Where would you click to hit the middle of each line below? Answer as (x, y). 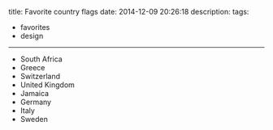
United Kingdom (48, 85)
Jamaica (35, 93)
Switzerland (40, 76)
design (32, 36)
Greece (32, 67)
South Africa (41, 59)
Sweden (34, 119)
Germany (35, 102)
